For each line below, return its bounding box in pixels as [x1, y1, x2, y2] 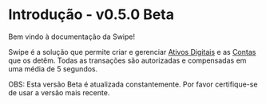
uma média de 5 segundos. [8, 64, 98, 73]
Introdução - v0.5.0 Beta [8, 6, 174, 24]
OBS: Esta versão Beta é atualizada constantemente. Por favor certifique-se [8, 79, 258, 89]
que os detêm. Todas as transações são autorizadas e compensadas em [8, 56, 247, 65]
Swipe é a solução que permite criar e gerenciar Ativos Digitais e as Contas [8, 47, 256, 56]
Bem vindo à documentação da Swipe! [8, 32, 136, 41]
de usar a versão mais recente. [8, 87, 110, 97]
